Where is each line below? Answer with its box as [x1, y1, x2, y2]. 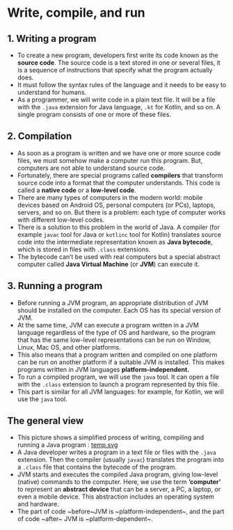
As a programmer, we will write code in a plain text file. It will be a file [17, 95, 216, 104]
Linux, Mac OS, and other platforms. [17, 343, 122, 351]
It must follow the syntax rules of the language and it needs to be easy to [17, 81, 227, 88]
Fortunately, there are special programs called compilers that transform [17, 171, 223, 179]
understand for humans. [17, 88, 87, 96]
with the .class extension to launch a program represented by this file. [17, 380, 220, 388]
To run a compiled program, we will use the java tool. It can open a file [17, 373, 219, 381]
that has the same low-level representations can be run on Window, [17, 336, 211, 344]
